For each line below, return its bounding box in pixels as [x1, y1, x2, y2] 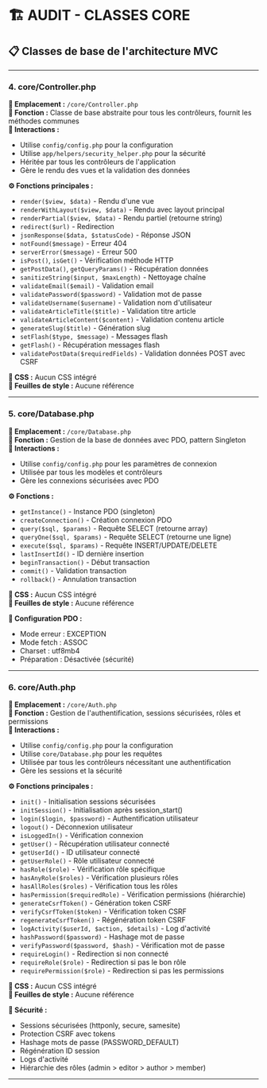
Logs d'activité [19, 1054, 69, 1063]
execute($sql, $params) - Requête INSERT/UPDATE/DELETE [19, 540, 218, 550]
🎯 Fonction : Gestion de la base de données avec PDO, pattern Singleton [8, 435, 246, 444]
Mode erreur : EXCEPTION [19, 629, 106, 638]
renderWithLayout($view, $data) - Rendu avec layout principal [19, 205, 225, 215]
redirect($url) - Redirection [19, 222, 115, 232]
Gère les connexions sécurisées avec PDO [19, 475, 159, 486]
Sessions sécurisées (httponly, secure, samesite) [19, 1020, 181, 1030]
